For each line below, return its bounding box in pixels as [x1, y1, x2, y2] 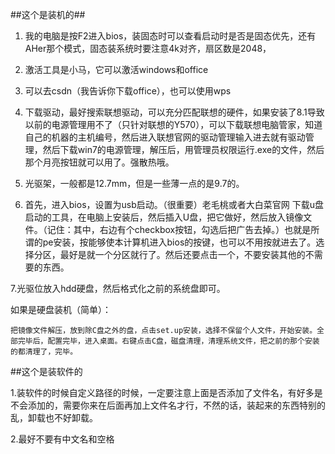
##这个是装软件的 [10, 366, 83, 377]
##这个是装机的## [10, 9, 86, 20]
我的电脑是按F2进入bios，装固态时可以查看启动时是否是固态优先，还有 [24, 30, 317, 42]
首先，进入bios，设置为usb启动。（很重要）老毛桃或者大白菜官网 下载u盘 [24, 199, 324, 210]
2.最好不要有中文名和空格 [10, 433, 115, 445]
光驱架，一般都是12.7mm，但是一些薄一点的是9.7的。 [24, 178, 245, 189]
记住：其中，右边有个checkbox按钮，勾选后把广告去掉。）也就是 [46, 224, 312, 235]
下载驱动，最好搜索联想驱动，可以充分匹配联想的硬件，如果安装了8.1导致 [24, 106, 325, 118]
